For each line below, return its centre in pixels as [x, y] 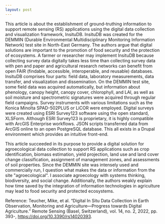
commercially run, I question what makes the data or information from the [80, 170]
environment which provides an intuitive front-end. [57, 134]
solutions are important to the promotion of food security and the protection [82, 50]
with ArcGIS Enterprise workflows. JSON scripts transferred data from [77, 124]
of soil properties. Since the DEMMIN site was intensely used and [72, 165]
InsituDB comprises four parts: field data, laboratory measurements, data [80, 76]
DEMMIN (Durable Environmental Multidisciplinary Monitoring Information [80, 40]
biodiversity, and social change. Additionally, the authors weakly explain [79, 180]
